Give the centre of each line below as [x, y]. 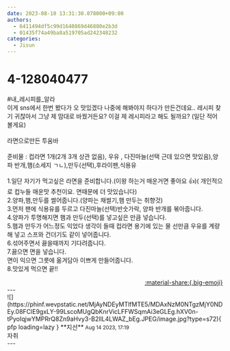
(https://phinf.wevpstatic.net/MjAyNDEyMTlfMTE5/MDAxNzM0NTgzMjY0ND [115, 304]
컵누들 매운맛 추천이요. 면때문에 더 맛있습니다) [76, 191]
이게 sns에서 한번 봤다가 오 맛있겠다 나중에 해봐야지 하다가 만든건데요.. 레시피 [111, 108]
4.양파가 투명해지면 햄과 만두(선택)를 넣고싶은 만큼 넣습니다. [87, 217]
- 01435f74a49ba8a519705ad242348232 [65, 33]
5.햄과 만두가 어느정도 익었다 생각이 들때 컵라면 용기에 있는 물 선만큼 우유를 [107, 226]
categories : [24, 39]
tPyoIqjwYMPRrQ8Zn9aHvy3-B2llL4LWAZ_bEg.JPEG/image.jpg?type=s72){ [114, 319]
